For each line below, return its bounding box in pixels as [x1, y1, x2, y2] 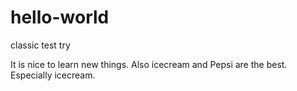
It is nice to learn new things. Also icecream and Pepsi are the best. [10, 58, 288, 70]
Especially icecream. [10, 69, 96, 81]
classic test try [10, 39, 71, 51]
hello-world [10, 6, 110, 29]
